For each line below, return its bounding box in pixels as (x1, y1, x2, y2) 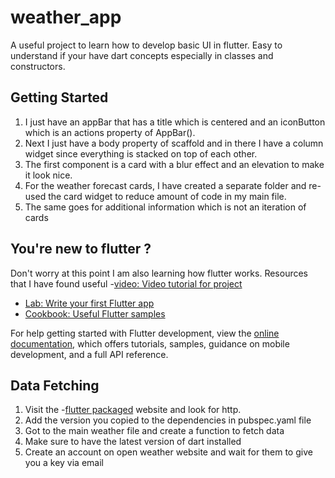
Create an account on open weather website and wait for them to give (24, 446, 313, 458)
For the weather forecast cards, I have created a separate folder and (24, 179, 307, 191)
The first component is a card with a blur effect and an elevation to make (24, 158, 325, 170)
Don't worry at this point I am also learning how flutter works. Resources (10, 267, 309, 279)
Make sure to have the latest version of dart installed (24, 436, 242, 448)
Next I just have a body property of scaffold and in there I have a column (24, 137, 324, 149)
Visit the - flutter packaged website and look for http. (24, 404, 242, 416)
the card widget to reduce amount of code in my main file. (48, 190, 287, 202)
